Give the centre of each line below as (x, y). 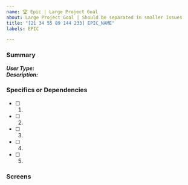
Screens (19, 177)
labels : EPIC (23, 29)
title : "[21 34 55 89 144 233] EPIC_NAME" (60, 23)
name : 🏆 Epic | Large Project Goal (52, 12)
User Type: (21, 68)
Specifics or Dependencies (47, 90)
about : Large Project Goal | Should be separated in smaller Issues (94, 17)
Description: (22, 74)
